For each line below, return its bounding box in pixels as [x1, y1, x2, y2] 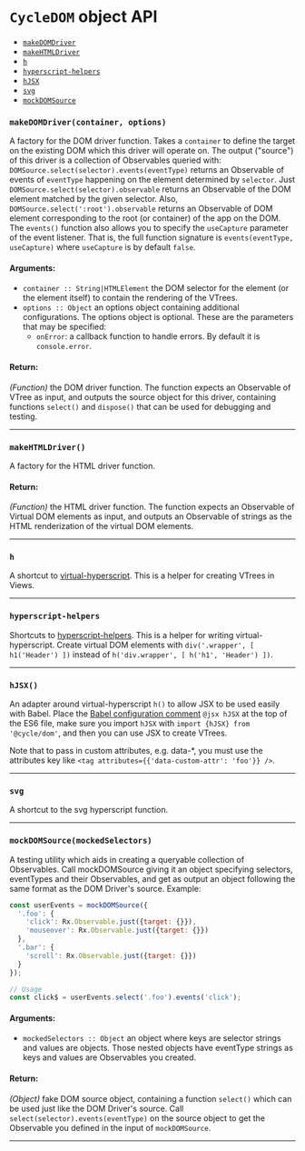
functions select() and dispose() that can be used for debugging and [9, 401, 271, 412]
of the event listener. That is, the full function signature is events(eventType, [9, 232, 294, 243]
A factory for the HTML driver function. [9, 460, 156, 471]
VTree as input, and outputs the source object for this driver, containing [9, 391, 277, 402]
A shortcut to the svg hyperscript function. [9, 805, 169, 816]
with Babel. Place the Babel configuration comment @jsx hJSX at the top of [9, 708, 288, 719]
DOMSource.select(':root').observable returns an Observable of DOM [9, 203, 273, 215]
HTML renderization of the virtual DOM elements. [9, 521, 194, 532]
